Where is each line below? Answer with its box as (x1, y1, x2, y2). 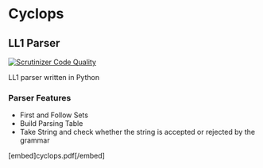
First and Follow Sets (19, 110, 89, 120)
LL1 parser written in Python (8, 73, 100, 82)
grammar (19, 136, 50, 145)
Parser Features (8, 92, 72, 103)
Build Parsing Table (19, 119, 83, 128)
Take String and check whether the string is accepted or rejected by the (19, 128, 256, 137)
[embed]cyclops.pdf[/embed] (8, 151, 106, 161)
